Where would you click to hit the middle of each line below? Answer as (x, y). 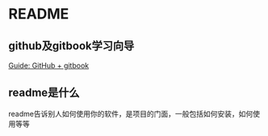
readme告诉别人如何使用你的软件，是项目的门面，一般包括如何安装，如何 (131, 113)
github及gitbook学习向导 (71, 45)
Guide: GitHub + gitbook (49, 66)
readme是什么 (44, 93)
